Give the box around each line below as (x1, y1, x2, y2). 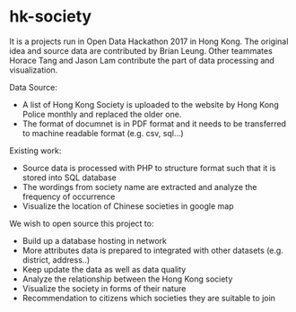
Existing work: (9, 145, 62, 156)
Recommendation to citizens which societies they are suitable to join (22, 292, 276, 303)
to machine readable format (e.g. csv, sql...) (22, 127, 184, 138)
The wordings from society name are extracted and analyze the (22, 181, 257, 192)
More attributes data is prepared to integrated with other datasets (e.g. (22, 245, 284, 256)
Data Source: (9, 82, 58, 92)
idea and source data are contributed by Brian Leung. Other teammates (9, 45, 274, 56)
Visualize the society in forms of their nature (22, 282, 187, 293)
